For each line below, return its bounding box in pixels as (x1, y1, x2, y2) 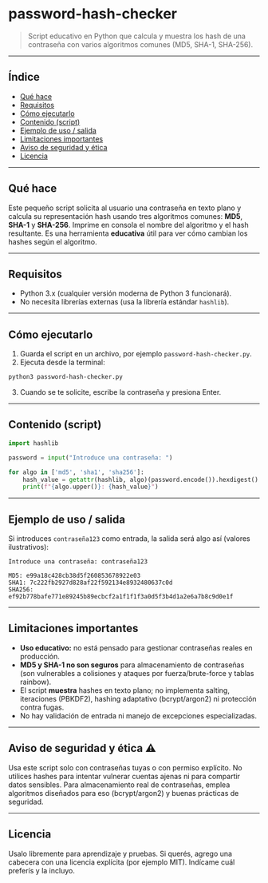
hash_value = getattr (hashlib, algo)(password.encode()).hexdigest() (22, 475, 259, 483)
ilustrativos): (8, 543, 49, 552)
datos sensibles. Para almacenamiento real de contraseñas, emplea (8, 780, 231, 790)
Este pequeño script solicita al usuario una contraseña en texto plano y (8, 203, 242, 213)
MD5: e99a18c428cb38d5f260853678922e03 (8, 572, 141, 580)
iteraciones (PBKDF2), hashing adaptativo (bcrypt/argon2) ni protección (19, 694, 257, 703)
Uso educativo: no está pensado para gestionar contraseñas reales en (19, 642, 253, 652)
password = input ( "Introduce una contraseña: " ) (8, 453, 173, 462)
